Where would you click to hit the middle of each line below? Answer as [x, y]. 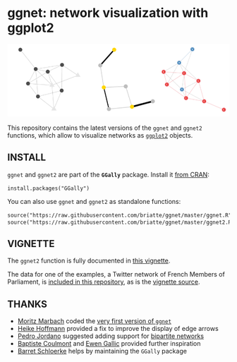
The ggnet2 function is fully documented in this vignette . [89, 261]
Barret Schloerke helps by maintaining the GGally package [102, 351]
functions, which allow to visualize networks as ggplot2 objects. [100, 135]
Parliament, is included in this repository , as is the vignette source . [104, 282]
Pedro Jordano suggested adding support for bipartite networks [111, 336]
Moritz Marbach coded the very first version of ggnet [94, 321]
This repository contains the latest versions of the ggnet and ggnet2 [105, 128]
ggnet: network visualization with [108, 13]
